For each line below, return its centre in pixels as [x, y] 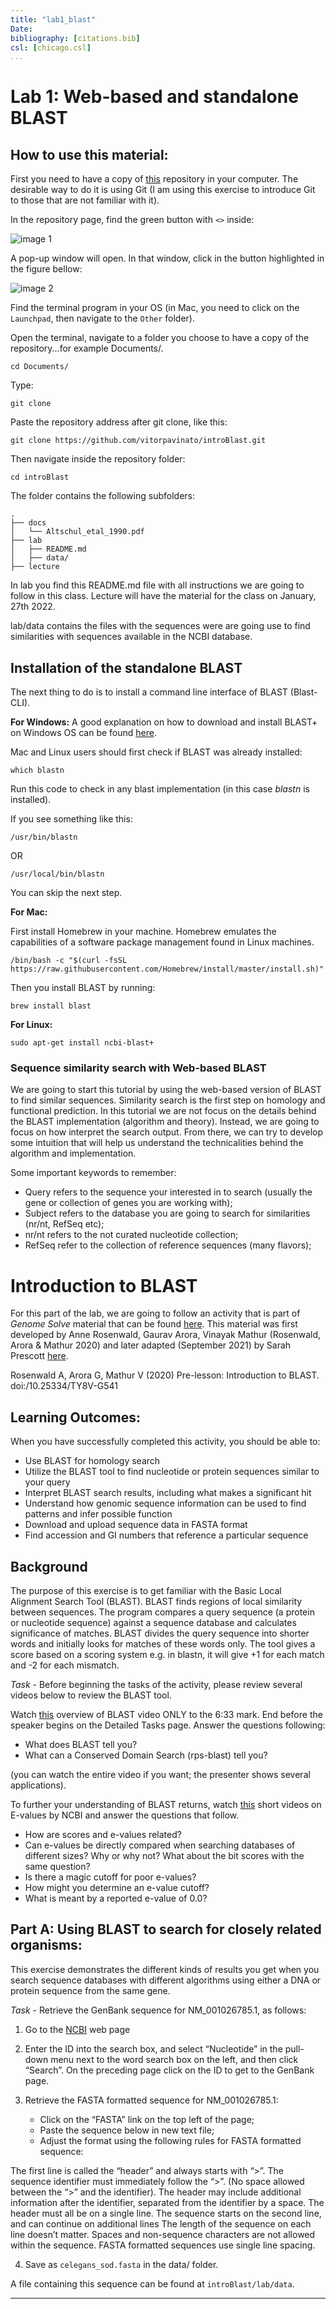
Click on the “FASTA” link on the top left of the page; [147, 2119]
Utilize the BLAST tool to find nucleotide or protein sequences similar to [172, 1472]
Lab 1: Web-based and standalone [154, 97]
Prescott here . [39, 1356]
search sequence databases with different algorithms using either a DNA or [166, 1980]
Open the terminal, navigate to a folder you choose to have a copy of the [160, 338]
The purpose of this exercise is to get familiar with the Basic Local [146, 1590]
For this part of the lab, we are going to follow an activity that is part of [155, 1313]
